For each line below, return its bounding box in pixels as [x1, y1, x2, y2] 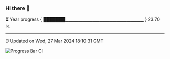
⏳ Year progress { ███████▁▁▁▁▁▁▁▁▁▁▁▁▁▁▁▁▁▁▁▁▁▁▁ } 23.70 [5, 16, 160, 22]
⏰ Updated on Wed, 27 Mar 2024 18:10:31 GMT [5, 38, 104, 44]
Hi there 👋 [5, 5, 30, 12]
